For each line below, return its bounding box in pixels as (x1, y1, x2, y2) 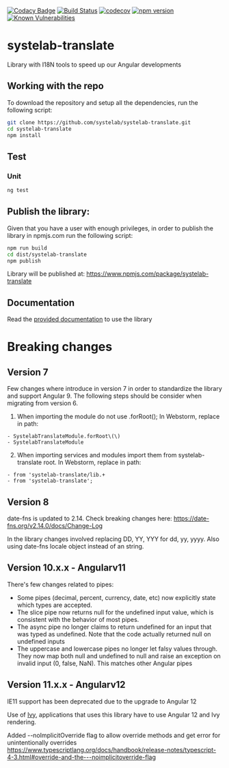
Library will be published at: (7, 269, 85, 278)
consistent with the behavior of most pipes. (16, 615, 139, 623)
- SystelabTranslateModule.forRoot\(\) (7, 433, 121, 440)
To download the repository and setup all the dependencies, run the (7, 98, 198, 106)
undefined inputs (16, 637, 65, 645)
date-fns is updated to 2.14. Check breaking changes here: (7, 514, 172, 523)
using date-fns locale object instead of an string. (7, 542, 144, 550)
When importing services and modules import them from (16, 451, 177, 459)
